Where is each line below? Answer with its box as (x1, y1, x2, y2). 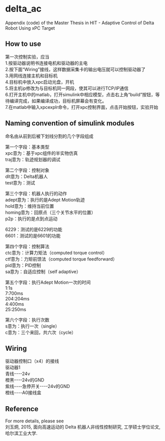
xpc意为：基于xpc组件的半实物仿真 (5, 150, 78, 156)
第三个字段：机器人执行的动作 (5, 190, 67, 197)
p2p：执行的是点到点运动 (5, 215, 58, 222)
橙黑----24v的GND (5, 377, 44, 383)
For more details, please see (5, 418, 64, 424)
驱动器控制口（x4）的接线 (5, 358, 59, 364)
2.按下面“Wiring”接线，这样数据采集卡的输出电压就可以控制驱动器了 (5, 66, 146, 72)
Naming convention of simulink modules (5, 119, 135, 128)
